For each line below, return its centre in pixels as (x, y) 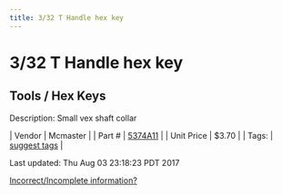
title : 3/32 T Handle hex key (67, 18)
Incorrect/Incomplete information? (74, 180)
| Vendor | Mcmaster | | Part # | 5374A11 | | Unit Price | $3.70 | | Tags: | (141, 135)
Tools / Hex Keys (58, 96)
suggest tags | (36, 145)
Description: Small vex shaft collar (73, 118)
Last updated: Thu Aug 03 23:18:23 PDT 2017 (95, 162)
